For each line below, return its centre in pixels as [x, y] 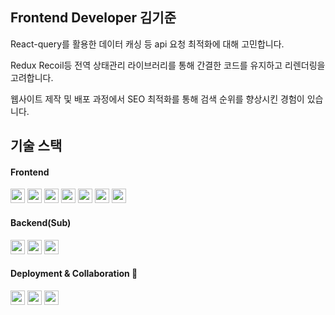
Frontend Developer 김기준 [93, 18]
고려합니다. [32, 77]
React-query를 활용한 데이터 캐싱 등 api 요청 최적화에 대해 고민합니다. [147, 44]
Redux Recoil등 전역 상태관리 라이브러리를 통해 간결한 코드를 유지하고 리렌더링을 [168, 65]
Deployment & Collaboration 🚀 [74, 274]
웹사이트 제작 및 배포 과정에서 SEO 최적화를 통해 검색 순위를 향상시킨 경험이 [157, 99]
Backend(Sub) [41, 222]
